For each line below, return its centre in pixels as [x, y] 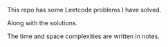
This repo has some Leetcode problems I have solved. [84, 10]
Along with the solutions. [43, 23]
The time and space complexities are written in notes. [84, 36]
